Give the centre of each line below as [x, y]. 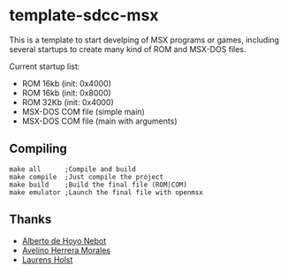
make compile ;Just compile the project [87, 177]
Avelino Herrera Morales [66, 250]
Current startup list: [45, 66]
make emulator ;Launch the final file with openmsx [106, 192]
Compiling [38, 149]
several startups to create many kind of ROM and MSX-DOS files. [128, 49]
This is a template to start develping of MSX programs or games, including [144, 40]
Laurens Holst [47, 259]
